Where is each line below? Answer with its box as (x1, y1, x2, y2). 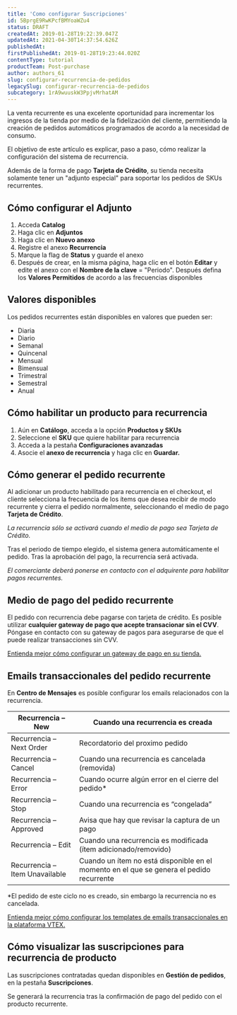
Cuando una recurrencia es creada (92, 718, 213, 727)
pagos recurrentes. (7, 574, 63, 583)
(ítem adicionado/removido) (78, 844, 171, 854)
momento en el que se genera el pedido (78, 865, 211, 874)
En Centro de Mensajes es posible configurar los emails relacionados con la (7, 689, 229, 697)
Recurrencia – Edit (11, 840, 71, 849)
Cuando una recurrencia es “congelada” (78, 799, 212, 809)
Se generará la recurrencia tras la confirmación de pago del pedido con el (7, 992, 222, 1000)
